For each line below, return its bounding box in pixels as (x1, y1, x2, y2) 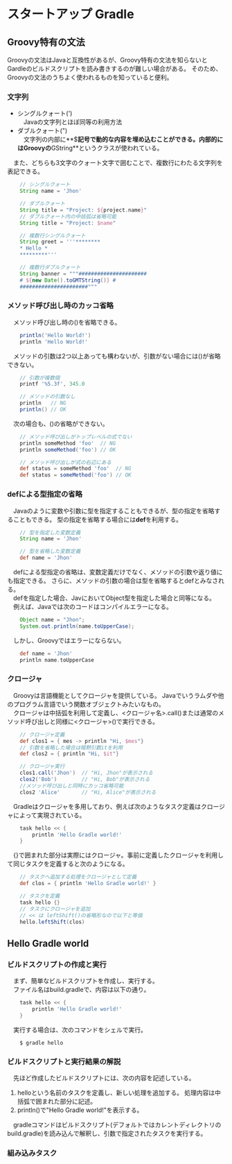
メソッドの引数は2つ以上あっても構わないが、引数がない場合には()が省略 (12, 352, 222, 360)
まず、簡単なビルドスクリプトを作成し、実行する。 (12, 977, 159, 985)
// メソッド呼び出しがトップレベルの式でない (19, 433, 132, 440)
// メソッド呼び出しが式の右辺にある (19, 459, 112, 465)
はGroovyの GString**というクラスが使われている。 (17, 144, 163, 153)
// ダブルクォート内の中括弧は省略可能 (19, 213, 117, 220)
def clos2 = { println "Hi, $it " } (19, 751, 119, 758)
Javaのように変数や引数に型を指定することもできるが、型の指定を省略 (12, 506, 215, 515)
